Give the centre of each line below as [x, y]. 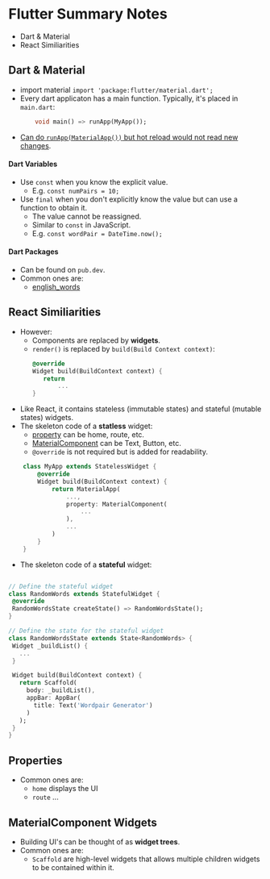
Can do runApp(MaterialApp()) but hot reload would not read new [129, 137]
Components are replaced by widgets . [96, 340]
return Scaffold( [48, 683]
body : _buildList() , [60, 690]
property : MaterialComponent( [116, 504]
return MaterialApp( [86, 489]
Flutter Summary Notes [88, 14]
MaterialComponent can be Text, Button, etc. [106, 444]
